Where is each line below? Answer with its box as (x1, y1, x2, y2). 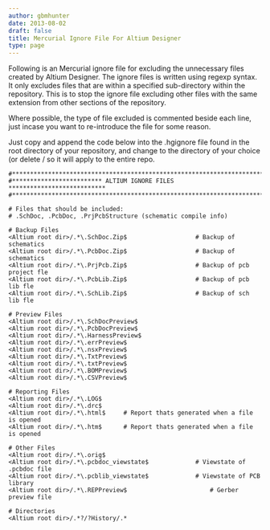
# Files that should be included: (8, 206, 125, 214)
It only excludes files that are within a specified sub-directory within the (8, 81, 246, 91)
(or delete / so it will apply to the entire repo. (8, 154, 155, 165)
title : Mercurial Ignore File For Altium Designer (8, 34, 182, 43)
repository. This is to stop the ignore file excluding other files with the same (8, 89, 258, 99)
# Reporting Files (8, 388, 70, 396)
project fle (8, 268, 48, 277)
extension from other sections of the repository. (8, 98, 167, 108)
